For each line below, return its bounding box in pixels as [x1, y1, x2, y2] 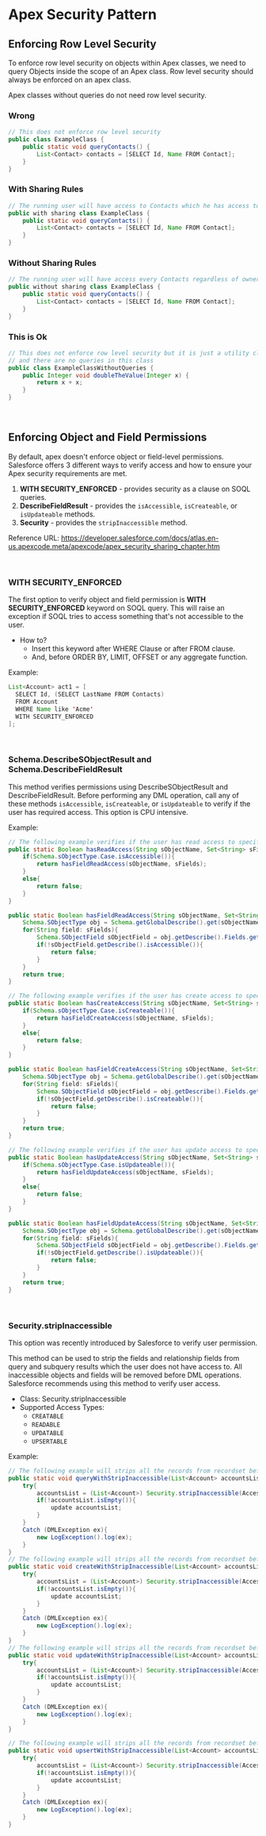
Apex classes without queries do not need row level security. [8, 90, 207, 100]
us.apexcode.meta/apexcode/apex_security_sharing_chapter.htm [8, 541, 220, 551]
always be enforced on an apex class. [8, 75, 132, 84]
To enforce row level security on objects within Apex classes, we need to [8, 58, 246, 67]
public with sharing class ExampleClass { [8, 209, 150, 217]
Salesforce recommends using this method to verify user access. [8, 1378, 221, 1388]
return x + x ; [36, 378, 83, 386]
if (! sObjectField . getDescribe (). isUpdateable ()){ [36, 1249, 203, 1257]
